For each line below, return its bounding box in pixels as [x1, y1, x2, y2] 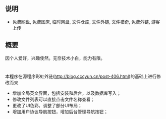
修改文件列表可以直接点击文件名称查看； [12, 96, 95, 102]
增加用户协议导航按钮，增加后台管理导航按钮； [12, 109, 108, 115]
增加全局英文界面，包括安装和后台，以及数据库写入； [12, 90, 121, 96]
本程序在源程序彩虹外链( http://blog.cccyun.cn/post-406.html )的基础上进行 [5, 73, 157, 79]
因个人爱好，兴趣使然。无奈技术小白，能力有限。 [5, 55, 105, 61]
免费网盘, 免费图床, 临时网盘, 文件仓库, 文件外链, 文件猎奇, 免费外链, [12, 19, 150, 25]
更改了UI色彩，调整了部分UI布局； [12, 102, 83, 108]
